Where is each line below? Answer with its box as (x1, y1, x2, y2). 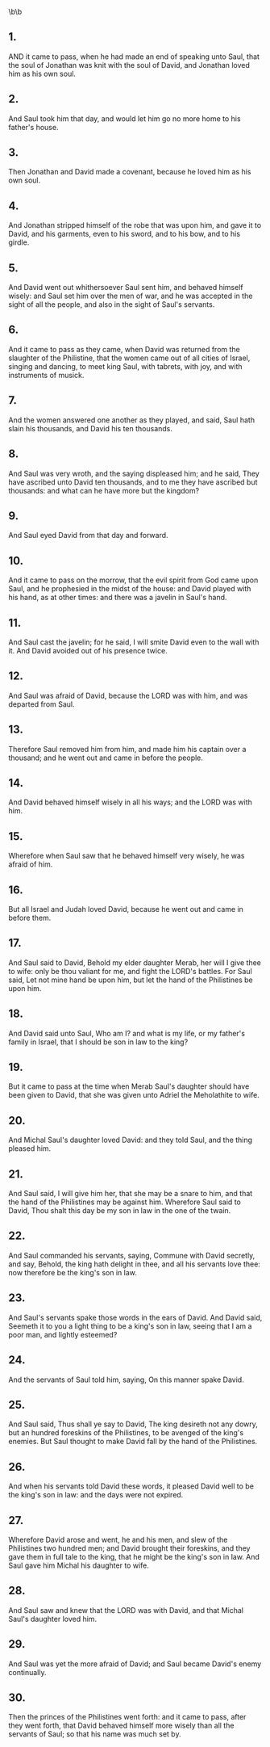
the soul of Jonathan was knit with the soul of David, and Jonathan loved (8, 60, 250, 69)
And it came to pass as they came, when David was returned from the (8, 344, 240, 354)
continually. (8, 1667, 47, 1677)
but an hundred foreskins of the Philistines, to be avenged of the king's (8, 1428, 244, 1438)
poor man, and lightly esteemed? (8, 1329, 118, 1339)
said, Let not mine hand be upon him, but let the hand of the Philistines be (8, 975, 253, 985)
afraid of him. (8, 859, 53, 869)
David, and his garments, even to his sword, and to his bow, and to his (8, 229, 240, 239)
